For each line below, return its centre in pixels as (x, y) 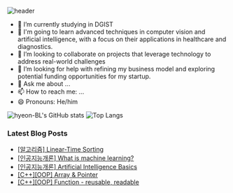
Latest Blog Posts (37, 133)
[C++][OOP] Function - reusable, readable (78, 183)
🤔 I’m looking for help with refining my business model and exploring (116, 69)
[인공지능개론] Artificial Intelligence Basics (77, 167)
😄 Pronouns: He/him (48, 102)
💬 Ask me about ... (44, 84)
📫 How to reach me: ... (51, 92)
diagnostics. (35, 47)
